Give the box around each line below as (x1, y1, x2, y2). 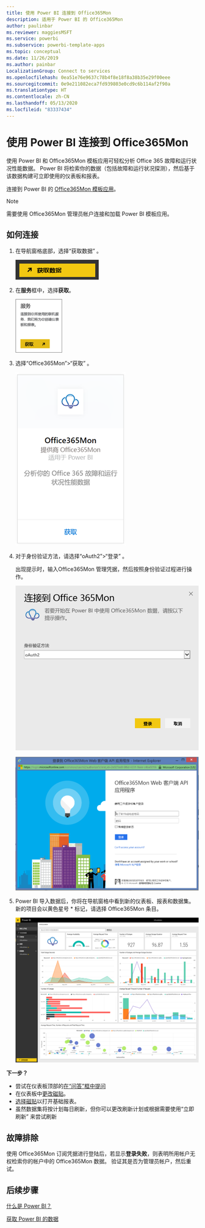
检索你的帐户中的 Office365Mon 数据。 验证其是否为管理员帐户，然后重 (11, 1158, 192, 1165)
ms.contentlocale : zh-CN (6, 94, 70, 100)
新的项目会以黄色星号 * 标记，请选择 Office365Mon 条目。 (15, 905, 162, 913)
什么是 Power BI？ (6, 1202, 52, 1210)
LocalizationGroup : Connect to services (6, 68, 111, 74)
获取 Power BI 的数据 (6, 1215, 59, 1222)
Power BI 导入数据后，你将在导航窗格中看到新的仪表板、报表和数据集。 (15, 897, 195, 905)
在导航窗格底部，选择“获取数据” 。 (15, 247, 103, 254)
